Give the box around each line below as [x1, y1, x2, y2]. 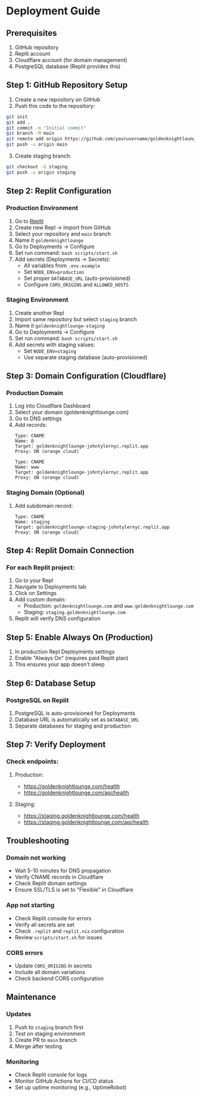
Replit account [14, 50, 51, 57]
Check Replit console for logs [14, 1071, 87, 1078]
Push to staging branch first [14, 1024, 84, 1031]
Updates [6, 1010, 32, 1018]
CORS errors [6, 948, 43, 957]
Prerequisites [6, 28, 57, 38]
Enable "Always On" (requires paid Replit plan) [14, 655, 129, 662]
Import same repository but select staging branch [14, 315, 137, 323]
